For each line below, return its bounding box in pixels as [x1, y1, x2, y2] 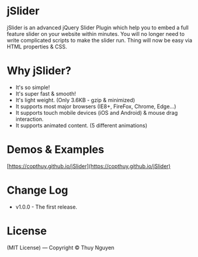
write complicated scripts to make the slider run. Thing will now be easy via [7, 36, 193, 44]
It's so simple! [15, 84, 50, 91]
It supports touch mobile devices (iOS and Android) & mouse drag [15, 109, 178, 116]
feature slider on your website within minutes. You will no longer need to [7, 30, 185, 37]
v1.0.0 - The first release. [15, 203, 77, 210]
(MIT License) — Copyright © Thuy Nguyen [7, 244, 115, 251]
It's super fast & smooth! [15, 90, 77, 97]
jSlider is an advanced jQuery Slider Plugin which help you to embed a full [7, 24, 189, 31]
